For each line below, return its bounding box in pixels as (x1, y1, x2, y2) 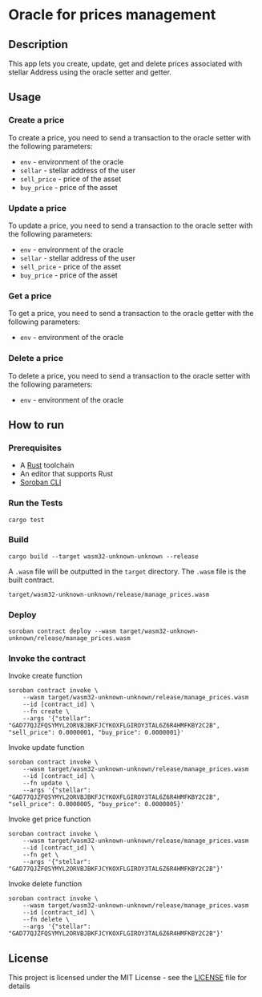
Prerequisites (8, 442, 62, 453)
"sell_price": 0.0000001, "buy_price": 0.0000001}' (8, 728, 184, 737)
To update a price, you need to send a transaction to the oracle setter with (8, 221, 253, 230)
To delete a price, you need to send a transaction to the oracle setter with (8, 371, 251, 380)
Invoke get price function (8, 814, 91, 824)
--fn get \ (22, 851, 59, 859)
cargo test (8, 516, 45, 524)
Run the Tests (8, 497, 63, 509)
